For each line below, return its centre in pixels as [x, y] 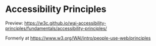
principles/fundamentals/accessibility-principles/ [56, 28]
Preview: [14, 23]
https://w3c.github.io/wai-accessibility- [65, 23]
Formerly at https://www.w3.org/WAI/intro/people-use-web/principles [78, 38]
